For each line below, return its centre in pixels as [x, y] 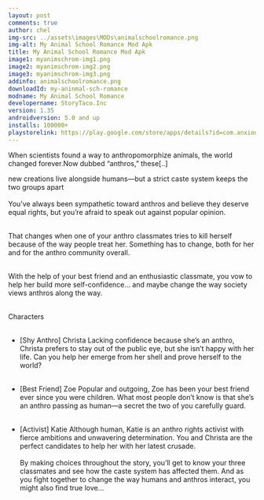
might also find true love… [62, 487]
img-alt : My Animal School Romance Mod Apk [81, 45]
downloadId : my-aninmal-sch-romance [68, 89]
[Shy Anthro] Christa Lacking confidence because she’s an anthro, [127, 340]
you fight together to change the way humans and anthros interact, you [135, 479]
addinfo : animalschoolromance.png [65, 81]
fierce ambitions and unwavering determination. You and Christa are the [136, 437]
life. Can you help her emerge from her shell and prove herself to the [130, 357]
